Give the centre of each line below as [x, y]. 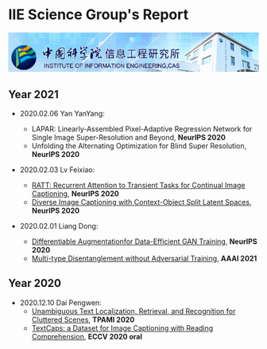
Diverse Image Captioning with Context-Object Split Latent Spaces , [141, 202]
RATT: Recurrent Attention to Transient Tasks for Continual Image [138, 185]
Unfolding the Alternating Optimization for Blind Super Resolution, [139, 146]
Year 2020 [35, 283]
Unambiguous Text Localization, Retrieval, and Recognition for [133, 311]
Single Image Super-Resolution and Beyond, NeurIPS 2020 [129, 137]
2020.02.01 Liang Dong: [59, 225]
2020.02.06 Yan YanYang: [62, 113]
